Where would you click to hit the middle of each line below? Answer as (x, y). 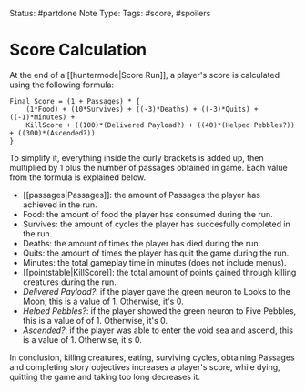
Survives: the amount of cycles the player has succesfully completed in (157, 224)
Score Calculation (78, 50)
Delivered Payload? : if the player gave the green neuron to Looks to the (157, 291)
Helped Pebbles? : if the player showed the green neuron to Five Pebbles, (159, 311)
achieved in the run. (60, 205)
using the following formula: (62, 85)
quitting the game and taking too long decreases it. (105, 376)
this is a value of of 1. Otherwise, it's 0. (95, 320)
